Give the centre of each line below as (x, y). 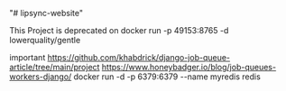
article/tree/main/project (55, 67)
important (28, 57)
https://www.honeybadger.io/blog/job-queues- (189, 67)
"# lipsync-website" (46, 13)
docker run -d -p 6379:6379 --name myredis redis (167, 77)
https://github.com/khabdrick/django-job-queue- (139, 57)
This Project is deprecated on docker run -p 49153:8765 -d (119, 30)
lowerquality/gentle (45, 40)
